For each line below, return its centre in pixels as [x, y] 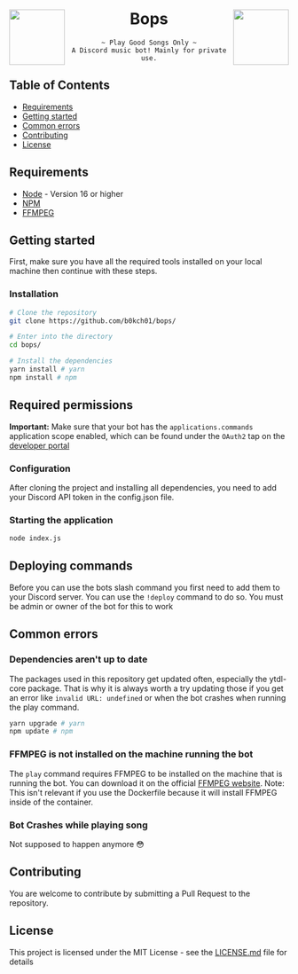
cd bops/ [25, 345]
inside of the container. [51, 802]
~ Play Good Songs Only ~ [149, 43]
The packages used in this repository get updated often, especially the [138, 679]
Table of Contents [60, 86]
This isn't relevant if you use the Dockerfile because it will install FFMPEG [143, 792]
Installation [34, 295]
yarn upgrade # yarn [47, 723]
